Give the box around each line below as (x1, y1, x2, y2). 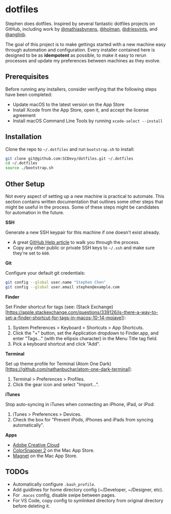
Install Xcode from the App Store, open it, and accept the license (12, 106, 149, 113)
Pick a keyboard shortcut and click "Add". (12, 341, 101, 347)
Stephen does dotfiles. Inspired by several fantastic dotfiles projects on (5, 20, 155, 27)
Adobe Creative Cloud (12, 441, 60, 448)
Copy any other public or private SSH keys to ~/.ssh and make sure (12, 244, 155, 251)
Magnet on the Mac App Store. (12, 453, 78, 459)
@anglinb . (5, 31, 27, 37)
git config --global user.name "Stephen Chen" (5, 280, 106, 285)
